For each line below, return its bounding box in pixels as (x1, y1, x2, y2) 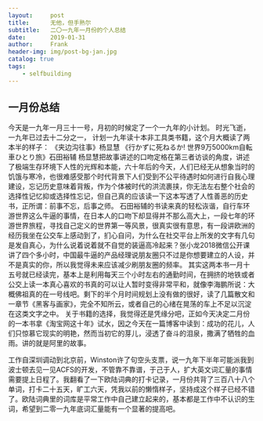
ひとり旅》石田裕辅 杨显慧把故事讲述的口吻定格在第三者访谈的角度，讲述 (14, 152, 250, 162)
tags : (8, 63, 26, 71)
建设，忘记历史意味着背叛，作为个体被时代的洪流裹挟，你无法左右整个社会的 (8, 182, 255, 191)
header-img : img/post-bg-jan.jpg (8, 48, 117, 56)
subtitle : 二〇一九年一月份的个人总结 (8, 26, 127, 34)
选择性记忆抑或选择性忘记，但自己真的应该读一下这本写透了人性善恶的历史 (8, 191, 248, 201)
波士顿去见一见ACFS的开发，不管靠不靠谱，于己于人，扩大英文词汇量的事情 (8, 365, 253, 375)
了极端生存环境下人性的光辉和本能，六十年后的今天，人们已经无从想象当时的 (8, 162, 255, 172)
